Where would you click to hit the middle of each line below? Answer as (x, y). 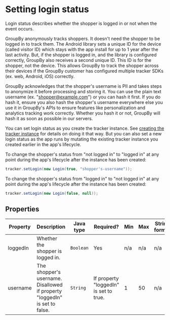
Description (51, 227)
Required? (106, 227)
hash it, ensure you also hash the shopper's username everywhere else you (84, 102)
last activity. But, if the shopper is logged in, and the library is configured (81, 55)
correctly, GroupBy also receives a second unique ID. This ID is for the (78, 60)
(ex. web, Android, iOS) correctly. (40, 76)
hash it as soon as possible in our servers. (49, 118)
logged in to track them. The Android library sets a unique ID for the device (83, 44)
